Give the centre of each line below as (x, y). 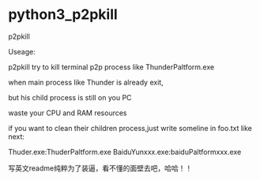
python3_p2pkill (63, 15)
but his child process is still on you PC (70, 97)
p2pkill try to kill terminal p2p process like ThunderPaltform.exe (111, 67)
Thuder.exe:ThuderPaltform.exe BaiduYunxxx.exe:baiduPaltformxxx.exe (125, 152)
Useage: (22, 51)
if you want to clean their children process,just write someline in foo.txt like (130, 128)
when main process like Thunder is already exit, (86, 82)
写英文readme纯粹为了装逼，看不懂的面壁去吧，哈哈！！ (100, 168)
